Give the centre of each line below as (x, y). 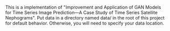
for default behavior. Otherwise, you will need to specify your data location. (85, 23)
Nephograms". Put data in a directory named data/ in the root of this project (85, 18)
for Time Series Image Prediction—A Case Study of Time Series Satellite (81, 12)
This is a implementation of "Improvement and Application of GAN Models (83, 7)
